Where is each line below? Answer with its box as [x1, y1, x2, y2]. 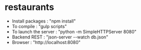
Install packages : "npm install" [11, 18, 76, 24]
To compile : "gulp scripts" [11, 23, 67, 29]
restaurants [4, 1, 54, 13]
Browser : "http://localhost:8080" [11, 39, 81, 45]
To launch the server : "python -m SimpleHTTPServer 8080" [11, 28, 137, 34]
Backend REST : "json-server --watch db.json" [11, 34, 108, 40]
